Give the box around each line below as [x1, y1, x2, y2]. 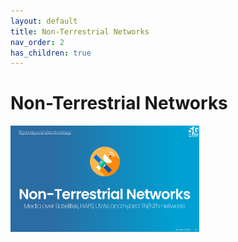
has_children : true [10, 48, 92, 58]
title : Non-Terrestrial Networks [10, 26, 150, 37]
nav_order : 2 [10, 37, 65, 47]
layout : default [10, 16, 78, 26]
